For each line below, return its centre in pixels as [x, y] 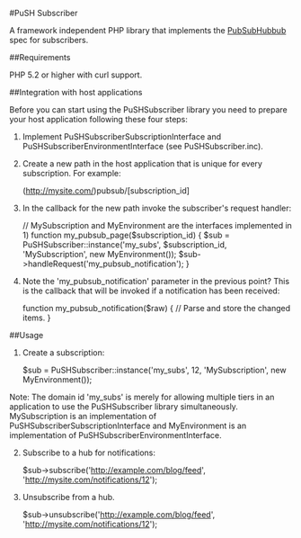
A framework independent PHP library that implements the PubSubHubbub [148, 30]
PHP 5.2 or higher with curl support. [76, 75]
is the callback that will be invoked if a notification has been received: [151, 291]
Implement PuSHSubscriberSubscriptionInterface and [122, 137]
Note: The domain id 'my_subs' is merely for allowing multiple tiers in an [142, 397]
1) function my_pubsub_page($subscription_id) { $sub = [126, 235]
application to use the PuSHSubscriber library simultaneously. [124, 407]
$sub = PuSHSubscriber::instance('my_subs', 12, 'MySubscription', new [154, 370]
